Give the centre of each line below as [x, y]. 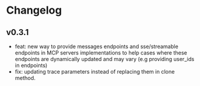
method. [25, 78]
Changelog [34, 10]
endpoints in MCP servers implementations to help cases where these [101, 53]
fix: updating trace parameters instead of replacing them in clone [95, 71]
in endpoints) [31, 65]
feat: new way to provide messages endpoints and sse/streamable [96, 46]
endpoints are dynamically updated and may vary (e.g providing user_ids [104, 59]
